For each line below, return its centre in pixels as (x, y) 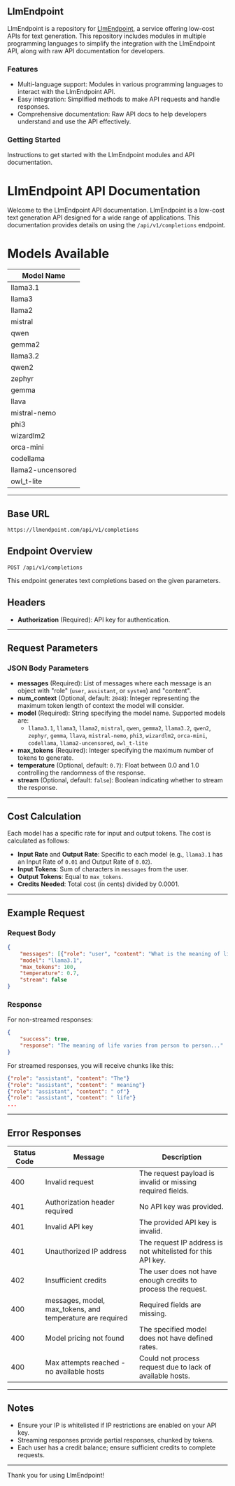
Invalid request (70, 1182)
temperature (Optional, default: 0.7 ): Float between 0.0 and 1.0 (108, 765)
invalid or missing (168, 1182)
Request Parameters (53, 648)
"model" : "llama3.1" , (51, 960)
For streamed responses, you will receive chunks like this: (91, 1065)
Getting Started (34, 140)
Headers (26, 603)
